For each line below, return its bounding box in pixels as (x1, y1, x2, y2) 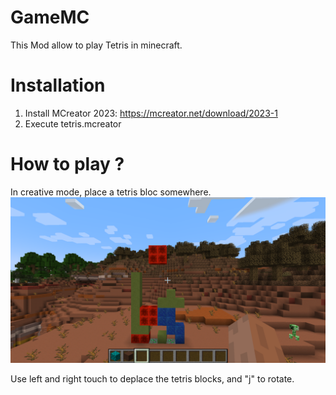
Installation (10, 74, 106, 97)
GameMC (10, 6, 90, 29)
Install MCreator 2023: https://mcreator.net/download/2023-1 (24, 107, 278, 119)
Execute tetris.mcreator (24, 117, 122, 130)
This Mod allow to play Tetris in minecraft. (10, 39, 183, 51)
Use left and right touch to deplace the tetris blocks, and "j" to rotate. (10, 372, 295, 385)
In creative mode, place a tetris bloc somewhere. (10, 186, 212, 198)
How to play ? (10, 153, 125, 176)
